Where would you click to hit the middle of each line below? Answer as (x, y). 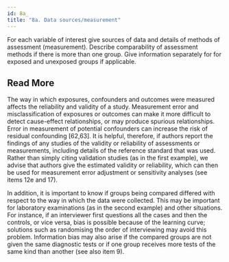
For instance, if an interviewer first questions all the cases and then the (107, 215)
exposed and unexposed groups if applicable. (72, 61)
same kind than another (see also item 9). (66, 252)
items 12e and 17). (33, 180)
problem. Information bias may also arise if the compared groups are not (109, 237)
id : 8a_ (18, 13)
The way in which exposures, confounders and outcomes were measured (111, 100)
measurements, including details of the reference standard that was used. (111, 151)
